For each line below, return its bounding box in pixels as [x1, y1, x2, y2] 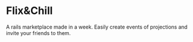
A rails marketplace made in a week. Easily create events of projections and [6, 23, 188, 30]
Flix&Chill [6, 4, 53, 17]
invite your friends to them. [6, 29, 71, 36]
